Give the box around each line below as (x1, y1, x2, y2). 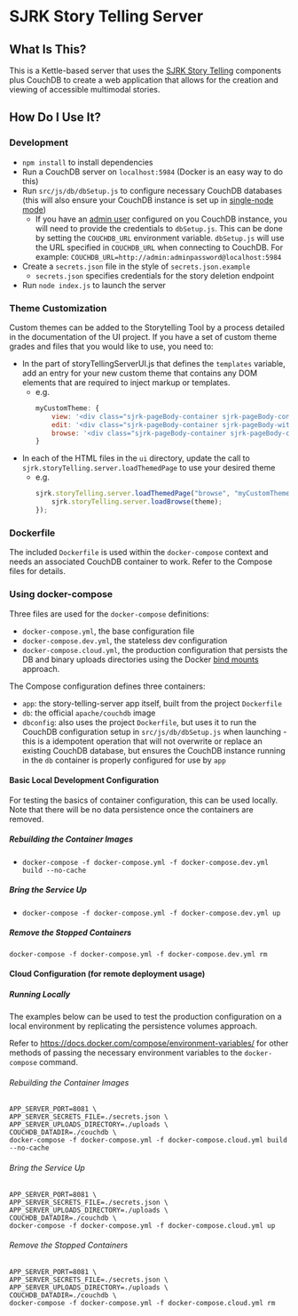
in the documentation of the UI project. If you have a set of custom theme (9, 331, 278, 342)
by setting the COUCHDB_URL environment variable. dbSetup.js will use (35, 232, 286, 243)
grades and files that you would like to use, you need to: (9, 341, 215, 351)
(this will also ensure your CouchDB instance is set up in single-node (21, 194, 274, 206)
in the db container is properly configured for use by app (21, 755, 226, 765)
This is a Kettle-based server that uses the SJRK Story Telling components (9, 65, 282, 76)
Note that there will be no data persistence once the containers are (9, 803, 255, 815)
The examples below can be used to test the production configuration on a (9, 1012, 282, 1022)
